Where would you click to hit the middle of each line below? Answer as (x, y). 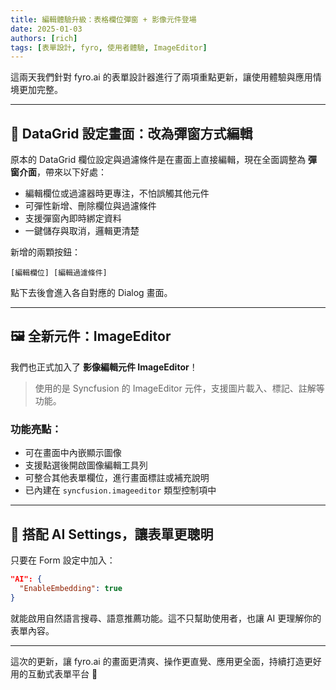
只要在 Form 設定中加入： (63, 560)
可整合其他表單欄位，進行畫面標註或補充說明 (117, 478)
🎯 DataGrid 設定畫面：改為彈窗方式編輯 (131, 133)
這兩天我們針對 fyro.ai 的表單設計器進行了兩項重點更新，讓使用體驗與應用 (161, 77)
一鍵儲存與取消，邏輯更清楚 (82, 231)
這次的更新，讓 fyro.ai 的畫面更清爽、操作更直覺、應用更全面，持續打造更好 (166, 661)
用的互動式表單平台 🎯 (54, 673)
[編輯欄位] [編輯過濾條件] (59, 273)
